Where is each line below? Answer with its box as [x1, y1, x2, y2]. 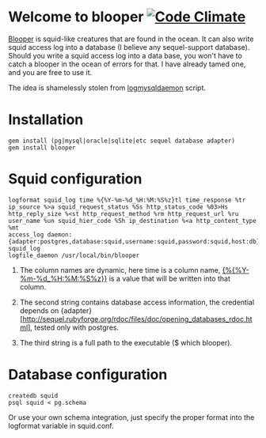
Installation [8, 111, 84, 129]
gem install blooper [8, 143, 77, 152]
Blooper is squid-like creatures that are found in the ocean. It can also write [8, 34, 254, 43]
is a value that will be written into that [108, 274, 231, 283]
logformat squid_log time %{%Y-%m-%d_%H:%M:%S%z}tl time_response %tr [8, 196, 246, 204]
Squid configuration [8, 170, 142, 188]
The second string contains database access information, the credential [19, 297, 255, 307]
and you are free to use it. [8, 67, 93, 77]
